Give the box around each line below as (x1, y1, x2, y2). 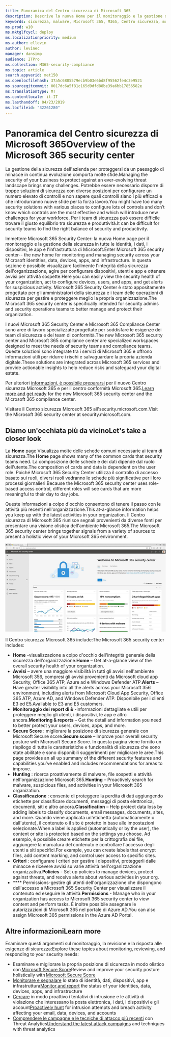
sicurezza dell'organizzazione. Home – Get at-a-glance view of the (12, 658, 152, 664)
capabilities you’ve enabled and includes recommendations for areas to (12, 760, 163, 767)
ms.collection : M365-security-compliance (5, 62, 95, 67)
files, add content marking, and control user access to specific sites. (12, 852, 156, 859)
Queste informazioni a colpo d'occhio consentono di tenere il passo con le (5, 501, 161, 507)
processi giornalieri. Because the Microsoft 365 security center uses (5, 480, 148, 486)
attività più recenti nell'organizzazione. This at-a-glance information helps (5, 506, 159, 512)
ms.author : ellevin (5, 41, 47, 46)
